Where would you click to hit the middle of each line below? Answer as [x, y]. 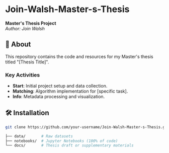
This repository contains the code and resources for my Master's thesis [79, 56]
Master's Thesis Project [31, 23]
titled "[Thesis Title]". [27, 62]
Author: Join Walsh [25, 28]
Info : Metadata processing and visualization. [59, 97]
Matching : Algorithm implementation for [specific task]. [70, 91]
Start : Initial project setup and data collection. [60, 86]
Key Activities [23, 75]
